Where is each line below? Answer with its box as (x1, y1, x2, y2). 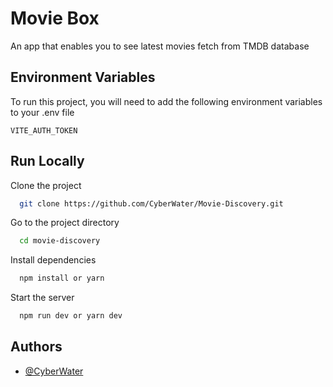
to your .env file (10, 106, 75, 118)
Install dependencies (10, 254, 97, 266)
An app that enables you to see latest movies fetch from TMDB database (10, 40, 310, 52)
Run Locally (10, 153, 85, 170)
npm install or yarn (19, 273, 105, 284)
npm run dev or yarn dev (19, 311, 123, 321)
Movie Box (10, 7, 100, 30)
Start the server (10, 292, 75, 304)
